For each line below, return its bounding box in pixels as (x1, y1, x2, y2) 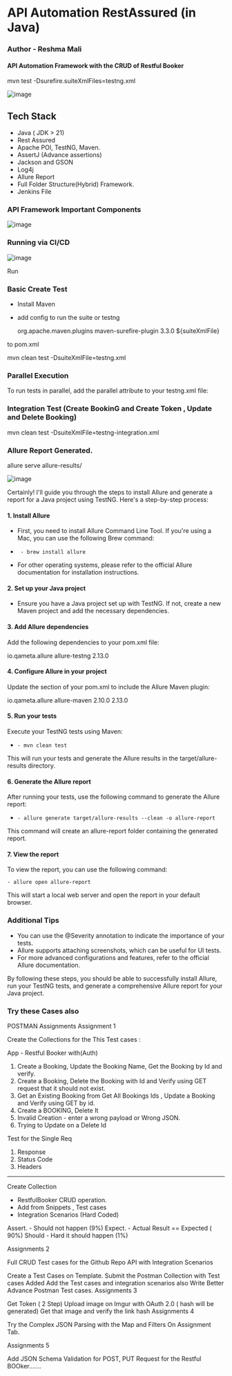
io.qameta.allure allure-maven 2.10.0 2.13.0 (7, 696, 128, 704)
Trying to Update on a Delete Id (17, 1121, 107, 1129)
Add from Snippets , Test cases (17, 1203, 107, 1211)
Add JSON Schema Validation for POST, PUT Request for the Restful (7, 1355, 202, 1363)
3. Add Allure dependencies (7, 622, 89, 631)
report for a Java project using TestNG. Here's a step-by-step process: (7, 495, 209, 503)
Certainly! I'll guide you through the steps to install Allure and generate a (7, 488, 213, 496)
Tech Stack (7, 110, 57, 122)
